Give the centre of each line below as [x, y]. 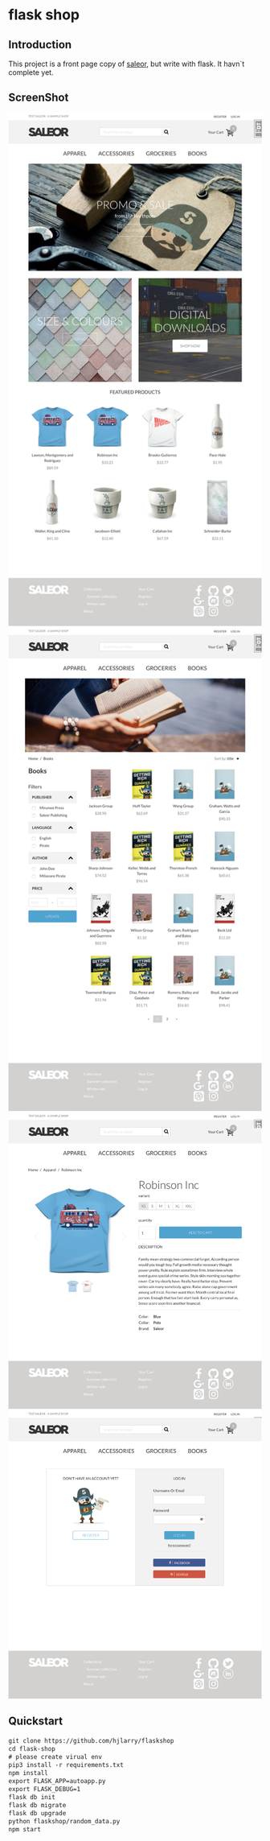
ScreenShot [39, 98]
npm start [25, 1829]
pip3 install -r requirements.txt [66, 1765]
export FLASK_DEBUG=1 [45, 1789]
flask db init [32, 1797]
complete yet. [31, 72]
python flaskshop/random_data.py [64, 1821]
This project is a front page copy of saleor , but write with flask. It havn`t [127, 64]
